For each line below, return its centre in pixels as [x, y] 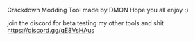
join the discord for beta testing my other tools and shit [86, 23]
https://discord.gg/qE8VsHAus [51, 30]
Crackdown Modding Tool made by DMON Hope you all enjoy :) [98, 10]
